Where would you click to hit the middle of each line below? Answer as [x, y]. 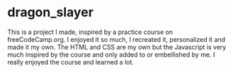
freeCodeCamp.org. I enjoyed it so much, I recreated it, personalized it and [116, 39]
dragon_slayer [51, 12]
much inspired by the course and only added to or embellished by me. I [111, 55]
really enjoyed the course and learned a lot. [71, 62]
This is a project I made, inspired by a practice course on [90, 32]
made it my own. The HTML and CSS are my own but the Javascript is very [117, 47]
